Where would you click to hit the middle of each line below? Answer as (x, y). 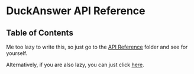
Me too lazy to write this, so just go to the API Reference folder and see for (97, 47)
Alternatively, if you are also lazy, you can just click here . (75, 65)
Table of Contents (40, 33)
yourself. (17, 53)
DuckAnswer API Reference (76, 11)
